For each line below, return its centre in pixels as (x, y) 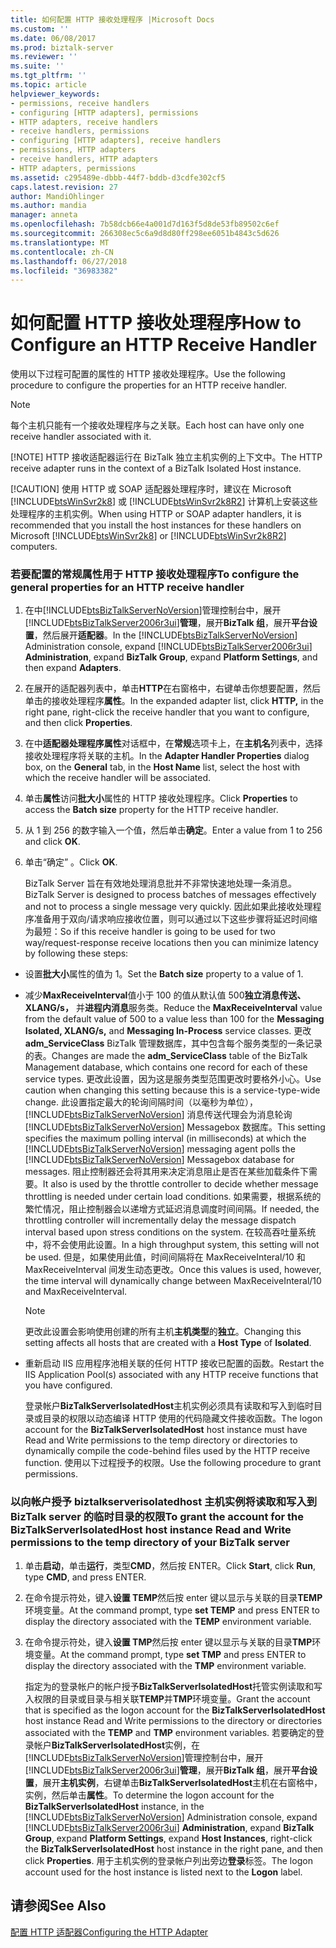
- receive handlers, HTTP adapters (84, 159)
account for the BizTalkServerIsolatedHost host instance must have (166, 1430)
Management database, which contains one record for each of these (166, 1067)
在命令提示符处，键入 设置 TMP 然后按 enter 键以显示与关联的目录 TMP (168, 1642)
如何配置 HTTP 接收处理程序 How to (156, 323)
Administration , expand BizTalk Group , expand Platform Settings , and (171, 657)
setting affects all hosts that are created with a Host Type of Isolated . (168, 1343)
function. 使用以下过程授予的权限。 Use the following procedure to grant (173, 1463)
